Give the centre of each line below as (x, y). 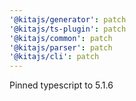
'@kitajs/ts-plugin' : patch (68, 29)
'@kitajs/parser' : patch (61, 47)
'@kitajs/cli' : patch (54, 57)
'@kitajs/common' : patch (61, 38)
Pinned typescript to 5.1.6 (61, 85)
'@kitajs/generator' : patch (68, 19)
